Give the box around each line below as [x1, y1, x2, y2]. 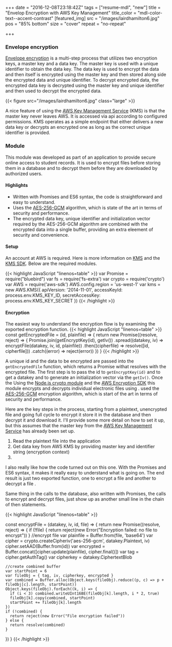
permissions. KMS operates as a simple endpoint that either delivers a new [5, 119, 163, 125]
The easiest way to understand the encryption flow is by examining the [5, 321, 156, 327]
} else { [5, 618, 24, 623]
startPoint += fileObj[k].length [10, 600, 82, 605]
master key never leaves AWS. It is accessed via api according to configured [5, 113, 167, 120]
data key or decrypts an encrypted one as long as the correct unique [5, 124, 151, 130]
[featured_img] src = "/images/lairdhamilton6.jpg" [54, 15, 160, 21]
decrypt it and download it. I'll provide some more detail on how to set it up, [5, 417, 165, 423]
